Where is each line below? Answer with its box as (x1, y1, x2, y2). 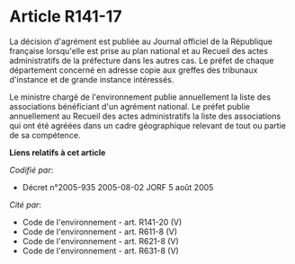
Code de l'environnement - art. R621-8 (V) (22, 235, 180, 246)
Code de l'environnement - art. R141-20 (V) (22, 216, 183, 227)
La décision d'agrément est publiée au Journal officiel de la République (9, 36, 273, 47)
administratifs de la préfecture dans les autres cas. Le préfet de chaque (9, 55, 274, 66)
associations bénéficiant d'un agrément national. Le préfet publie (9, 101, 250, 111)
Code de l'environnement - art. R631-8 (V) (22, 245, 180, 256)
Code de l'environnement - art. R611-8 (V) (22, 226, 178, 237)
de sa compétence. (9, 129, 81, 140)
